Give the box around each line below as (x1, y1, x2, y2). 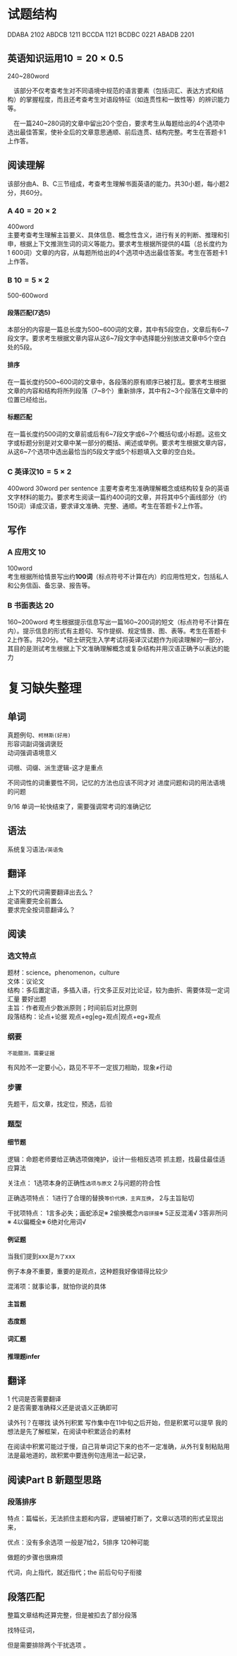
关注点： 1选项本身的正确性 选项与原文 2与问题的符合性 (7, 1179, 161, 1187)
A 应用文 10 (7, 547, 47, 557)
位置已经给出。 (7, 395, 51, 403)
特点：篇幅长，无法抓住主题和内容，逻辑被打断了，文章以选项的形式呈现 (7, 1514, 217, 1523)
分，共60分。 (7, 188, 47, 196)
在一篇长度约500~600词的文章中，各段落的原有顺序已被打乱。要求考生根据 (7, 377, 226, 386)
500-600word (7, 291, 48, 300)
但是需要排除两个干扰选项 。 (7, 1640, 90, 1649)
